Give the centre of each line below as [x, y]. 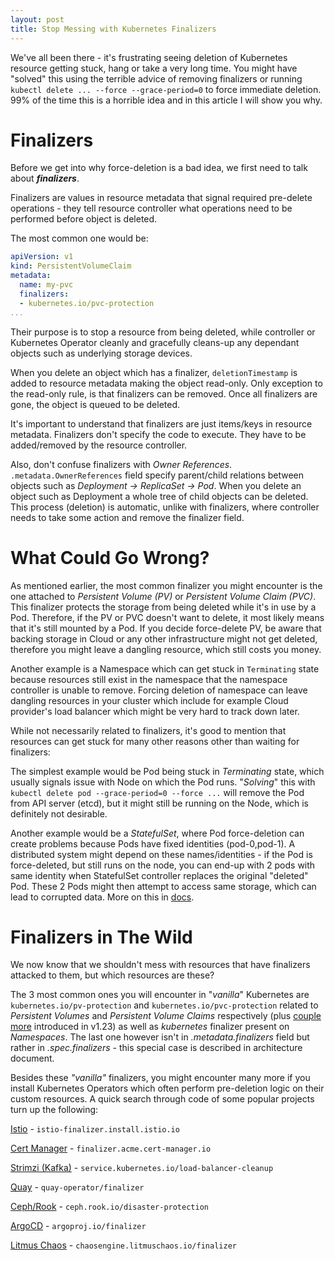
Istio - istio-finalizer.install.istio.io [95, 1129]
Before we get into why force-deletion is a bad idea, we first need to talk [159, 168]
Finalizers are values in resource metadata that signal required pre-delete [161, 198]
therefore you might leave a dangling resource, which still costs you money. [166, 649]
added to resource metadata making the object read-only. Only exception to [166, 383]
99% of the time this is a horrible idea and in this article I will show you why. [166, 100]
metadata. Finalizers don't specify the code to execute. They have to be [158, 434]
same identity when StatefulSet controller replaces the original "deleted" [159, 875]
